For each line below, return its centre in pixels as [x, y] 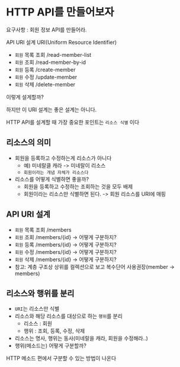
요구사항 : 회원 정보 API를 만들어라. [46, 30]
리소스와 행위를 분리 [40, 293]
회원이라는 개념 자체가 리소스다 [56, 172]
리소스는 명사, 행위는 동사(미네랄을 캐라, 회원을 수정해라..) [81, 339]
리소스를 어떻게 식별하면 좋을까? [52, 179]
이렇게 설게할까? [25, 97]
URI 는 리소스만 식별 [37, 309]
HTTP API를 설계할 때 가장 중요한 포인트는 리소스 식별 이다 [73, 122]
